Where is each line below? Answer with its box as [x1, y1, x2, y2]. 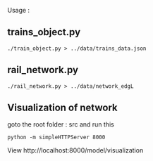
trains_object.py [7, 26, 81, 38]
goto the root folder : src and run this [7, 120, 114, 129]
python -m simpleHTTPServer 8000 [7, 134, 106, 141]
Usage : [7, 6, 30, 14]
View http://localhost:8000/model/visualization [7, 146, 144, 155]
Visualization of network [7, 102, 118, 114]
